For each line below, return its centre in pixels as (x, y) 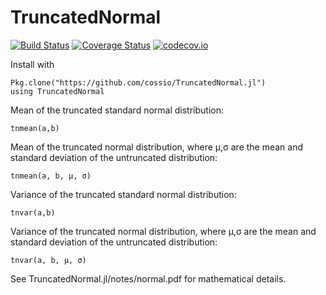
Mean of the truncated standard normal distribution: (117, 110)
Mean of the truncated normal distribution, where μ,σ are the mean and (157, 147)
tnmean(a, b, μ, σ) (51, 176)
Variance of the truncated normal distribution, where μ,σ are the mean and (163, 231)
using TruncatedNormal (57, 91)
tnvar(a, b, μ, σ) (48, 260)
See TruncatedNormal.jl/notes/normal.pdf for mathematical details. (148, 278)
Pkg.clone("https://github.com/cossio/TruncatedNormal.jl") (138, 82)
